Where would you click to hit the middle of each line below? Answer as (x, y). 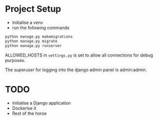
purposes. (15, 60)
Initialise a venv (27, 22)
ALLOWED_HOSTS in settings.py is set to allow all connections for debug (79, 55)
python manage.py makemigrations (39, 37)
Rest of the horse (29, 113)
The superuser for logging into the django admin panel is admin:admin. (76, 70)
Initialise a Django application (42, 103)
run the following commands (41, 27)
